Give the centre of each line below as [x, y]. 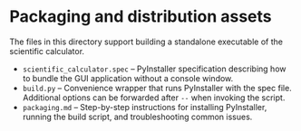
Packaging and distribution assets [141, 17]
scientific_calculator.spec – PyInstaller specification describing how [154, 69]
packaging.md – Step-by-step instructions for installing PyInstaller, [145, 107]
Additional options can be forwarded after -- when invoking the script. [154, 98]
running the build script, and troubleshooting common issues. [137, 117]
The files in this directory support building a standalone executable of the [146, 42]
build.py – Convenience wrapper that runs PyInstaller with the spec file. [157, 88]
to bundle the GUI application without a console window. [128, 78]
